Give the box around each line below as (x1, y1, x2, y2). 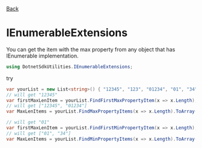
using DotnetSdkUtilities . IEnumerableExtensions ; (6, 64, 133, 70)
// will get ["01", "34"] (6, 130, 71, 137)
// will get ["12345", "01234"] (6, 103, 87, 109)
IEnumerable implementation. (6, 52, 79, 59)
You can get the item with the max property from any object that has (6, 46, 176, 53)
